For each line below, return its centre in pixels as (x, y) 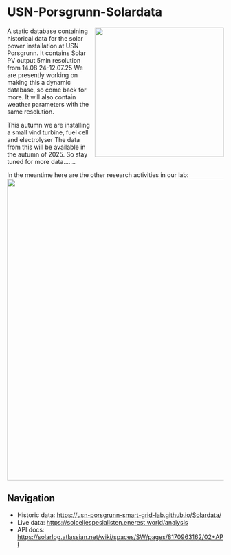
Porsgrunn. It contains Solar (47, 53)
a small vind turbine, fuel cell (48, 132)
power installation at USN (43, 46)
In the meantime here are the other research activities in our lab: (98, 175)
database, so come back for (47, 90)
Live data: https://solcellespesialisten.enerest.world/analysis (102, 522)
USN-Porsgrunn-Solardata (85, 12)
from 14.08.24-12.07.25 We (45, 68)
